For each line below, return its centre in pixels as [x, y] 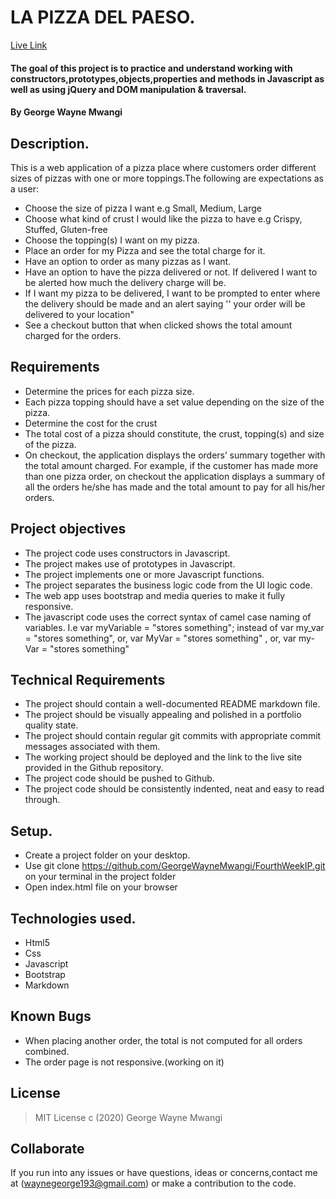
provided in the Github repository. [94, 768]
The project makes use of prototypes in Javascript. [130, 563]
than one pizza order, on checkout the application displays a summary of [175, 476]
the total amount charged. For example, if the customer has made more [171, 465]
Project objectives [68, 529]
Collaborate [47, 1149]
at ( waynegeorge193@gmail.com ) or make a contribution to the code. [153, 1183]
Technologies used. [73, 918]
